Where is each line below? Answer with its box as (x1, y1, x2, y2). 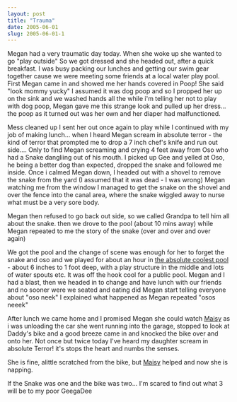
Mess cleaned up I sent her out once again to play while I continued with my (7, 123, 229, 131)
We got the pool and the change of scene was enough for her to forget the (7, 248, 225, 256)
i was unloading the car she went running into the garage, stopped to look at (7, 322, 230, 331)
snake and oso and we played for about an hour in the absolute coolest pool (7, 256, 229, 264)
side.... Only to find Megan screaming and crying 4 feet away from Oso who (7, 146, 229, 154)
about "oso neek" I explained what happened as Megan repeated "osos (7, 293, 216, 302)
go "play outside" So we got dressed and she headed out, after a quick (7, 57, 214, 66)
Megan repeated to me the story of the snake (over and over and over (7, 227, 211, 235)
